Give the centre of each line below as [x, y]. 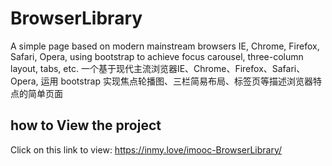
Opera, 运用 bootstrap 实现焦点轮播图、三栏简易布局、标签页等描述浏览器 [161, 81]
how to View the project [86, 125]
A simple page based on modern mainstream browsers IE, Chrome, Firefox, [165, 46]
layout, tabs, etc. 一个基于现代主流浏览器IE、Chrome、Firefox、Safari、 [158, 68]
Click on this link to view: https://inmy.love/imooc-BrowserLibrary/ [146, 149]
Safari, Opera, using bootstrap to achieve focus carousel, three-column [157, 56]
